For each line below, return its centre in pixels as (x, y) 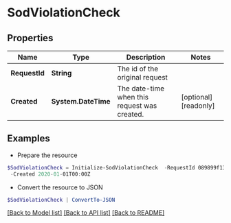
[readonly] (198, 106)
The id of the (138, 69)
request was (137, 106)
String (62, 73)
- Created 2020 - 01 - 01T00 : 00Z (50, 174)
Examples (29, 139)
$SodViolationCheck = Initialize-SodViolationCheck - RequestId (101, 167)
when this (133, 97)
